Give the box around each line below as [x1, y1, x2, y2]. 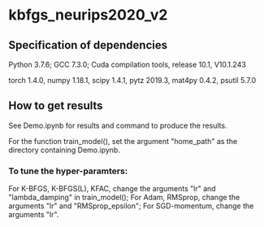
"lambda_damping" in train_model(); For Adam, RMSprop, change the [8, 193, 240, 203]
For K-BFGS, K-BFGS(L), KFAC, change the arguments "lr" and [8, 184, 217, 194]
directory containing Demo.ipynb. [8, 145, 120, 155]
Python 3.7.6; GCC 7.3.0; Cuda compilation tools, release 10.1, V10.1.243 [8, 59, 246, 69]
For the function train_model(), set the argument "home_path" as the [8, 136, 238, 146]
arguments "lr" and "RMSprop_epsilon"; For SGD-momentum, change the [8, 201, 254, 211]
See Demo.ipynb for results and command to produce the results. [8, 120, 227, 130]
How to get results [8, 99, 103, 113]
